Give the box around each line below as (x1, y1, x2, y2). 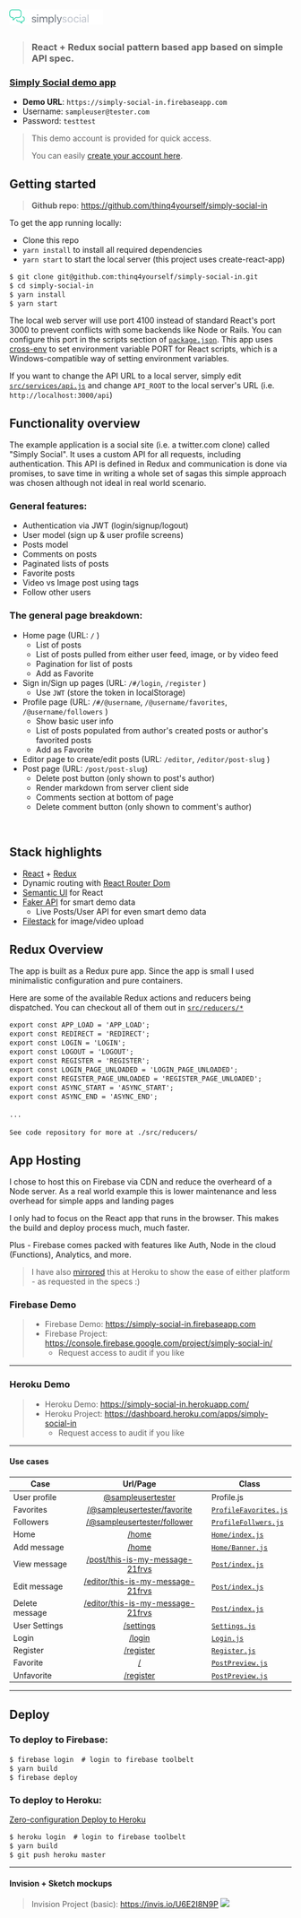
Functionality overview (9, 415, 141, 430)
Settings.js (211, 1621, 256, 1631)
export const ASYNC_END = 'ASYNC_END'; (9, 1092, 159, 1102)
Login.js (211, 1634, 245, 1643)
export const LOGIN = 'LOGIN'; (9, 1038, 126, 1048)
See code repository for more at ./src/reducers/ (9, 1128, 199, 1138)
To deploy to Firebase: (9, 1733, 108, 1746)
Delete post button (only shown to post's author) (35, 772, 215, 784)
